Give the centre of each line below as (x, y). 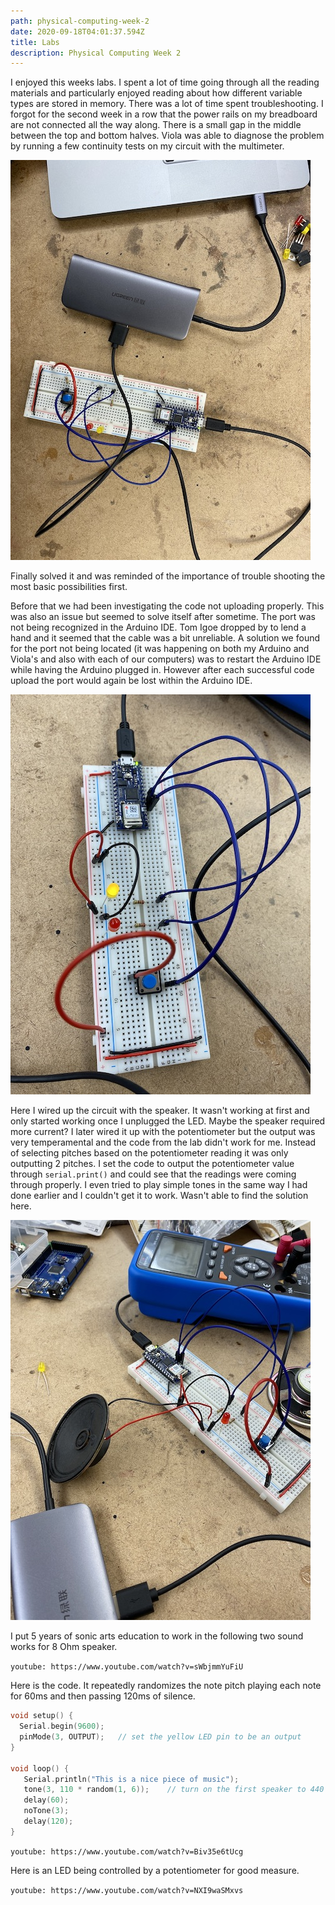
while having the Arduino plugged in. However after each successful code (162, 670)
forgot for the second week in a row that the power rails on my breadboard (164, 114)
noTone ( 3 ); (46, 1811)
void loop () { (40, 1768)
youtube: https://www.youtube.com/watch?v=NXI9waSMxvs (127, 1890)
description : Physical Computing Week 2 (96, 53)
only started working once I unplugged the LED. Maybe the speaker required (168, 1121)
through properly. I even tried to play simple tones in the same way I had (159, 1185)
